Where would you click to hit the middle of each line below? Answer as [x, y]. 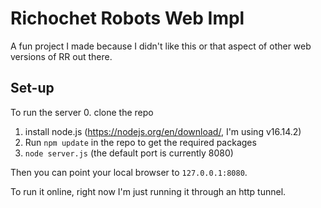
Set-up [32, 88]
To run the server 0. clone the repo [82, 112]
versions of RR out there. [61, 56]
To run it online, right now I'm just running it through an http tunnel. [148, 191]
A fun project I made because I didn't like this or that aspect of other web [161, 46]
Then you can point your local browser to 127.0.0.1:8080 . [129, 172]
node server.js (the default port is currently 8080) [129, 153]
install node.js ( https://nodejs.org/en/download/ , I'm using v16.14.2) [163, 131]
